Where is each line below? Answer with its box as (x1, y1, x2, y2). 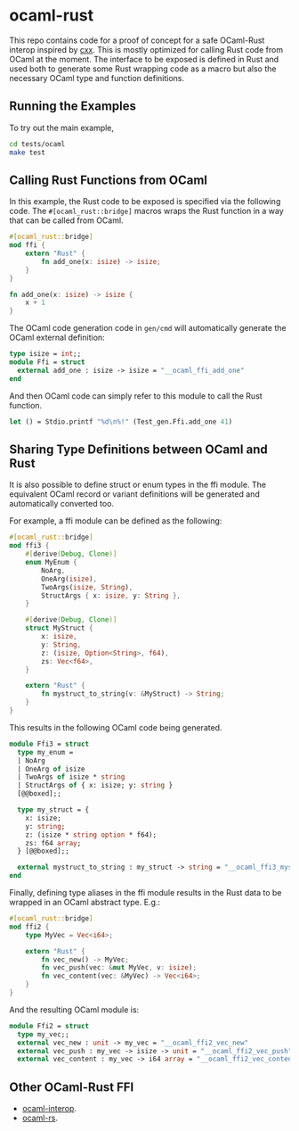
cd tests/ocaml (9, 139, 66, 148)
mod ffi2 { (9, 922, 50, 931)
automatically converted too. (9, 499, 114, 509)
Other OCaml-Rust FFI (9, 1079, 134, 1094)
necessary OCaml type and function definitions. (9, 72, 185, 83)
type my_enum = (17, 747, 74, 756)
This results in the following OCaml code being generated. (9, 722, 222, 732)
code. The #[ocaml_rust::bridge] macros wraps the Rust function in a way (9, 206, 285, 217)
